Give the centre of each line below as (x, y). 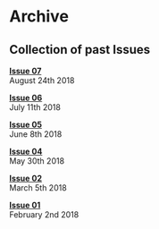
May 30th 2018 (37, 161)
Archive (39, 17)
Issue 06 (26, 98)
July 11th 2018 (35, 107)
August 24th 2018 (42, 81)
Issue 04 (26, 151)
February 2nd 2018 (44, 215)
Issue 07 (25, 71)
